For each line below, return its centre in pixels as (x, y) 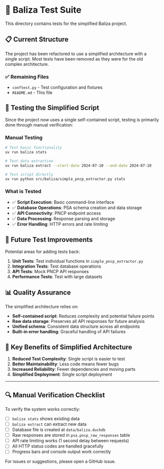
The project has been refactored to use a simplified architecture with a (76, 54)
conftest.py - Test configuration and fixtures (57, 87)
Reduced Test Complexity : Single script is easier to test (69, 359)
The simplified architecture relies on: (42, 307)
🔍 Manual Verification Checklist (55, 395)
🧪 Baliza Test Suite (43, 10)
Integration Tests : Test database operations (57, 266)
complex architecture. (27, 64)
